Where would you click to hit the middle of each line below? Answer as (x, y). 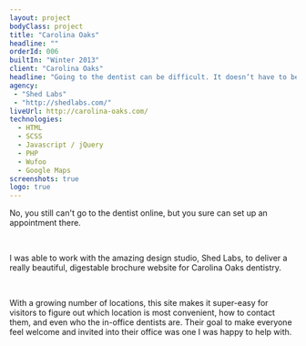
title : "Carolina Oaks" (55, 35)
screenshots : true (44, 178)
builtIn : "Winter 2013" (55, 60)
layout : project (40, 18)
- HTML (30, 128)
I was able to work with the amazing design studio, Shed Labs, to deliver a (148, 258)
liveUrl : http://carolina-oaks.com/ (79, 111)
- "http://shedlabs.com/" (62, 102)
